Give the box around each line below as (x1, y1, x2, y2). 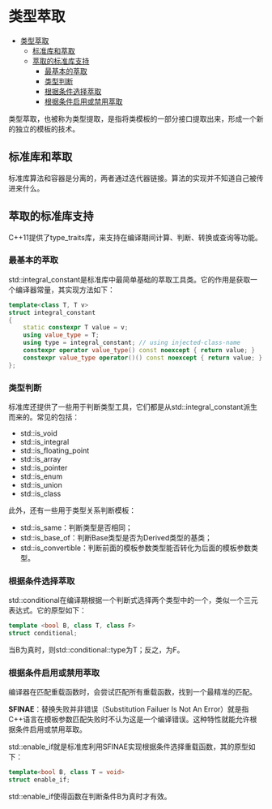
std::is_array (19, 454, 62, 464)
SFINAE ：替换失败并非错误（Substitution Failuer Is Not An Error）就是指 (8, 704, 249, 714)
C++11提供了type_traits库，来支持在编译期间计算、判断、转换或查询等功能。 (8, 232, 262, 242)
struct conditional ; (8, 630, 79, 638)
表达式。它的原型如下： (8, 605, 87, 615)
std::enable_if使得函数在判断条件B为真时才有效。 (8, 792, 172, 802)
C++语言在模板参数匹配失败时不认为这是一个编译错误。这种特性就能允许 (8, 715, 250, 725)
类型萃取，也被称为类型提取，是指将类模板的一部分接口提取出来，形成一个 (8, 114, 257, 123)
